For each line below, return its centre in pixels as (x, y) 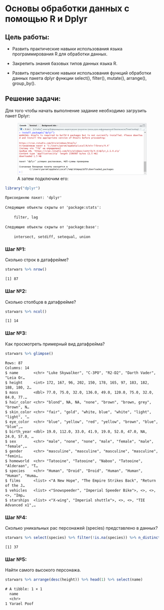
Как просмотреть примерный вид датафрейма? (55, 344)
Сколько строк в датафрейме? (37, 260)
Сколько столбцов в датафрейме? (41, 302)
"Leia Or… (15, 378)
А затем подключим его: (43, 179)
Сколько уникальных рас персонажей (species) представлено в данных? (82, 528)
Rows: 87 (14, 363)
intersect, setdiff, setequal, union (52, 237)
